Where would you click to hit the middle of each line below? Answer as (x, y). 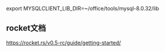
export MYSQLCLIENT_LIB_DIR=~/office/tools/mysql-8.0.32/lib (83, 8)
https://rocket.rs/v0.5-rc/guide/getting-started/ (64, 43)
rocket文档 (26, 28)
